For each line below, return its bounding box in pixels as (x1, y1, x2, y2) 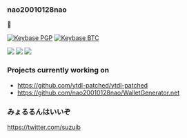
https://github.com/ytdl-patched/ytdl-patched (17, 81, 148, 89)
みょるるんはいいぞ (7, 107, 71, 117)
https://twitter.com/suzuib (7, 123, 81, 131)
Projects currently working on (7, 66, 109, 75)
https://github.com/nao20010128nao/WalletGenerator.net (17, 88, 180, 97)
